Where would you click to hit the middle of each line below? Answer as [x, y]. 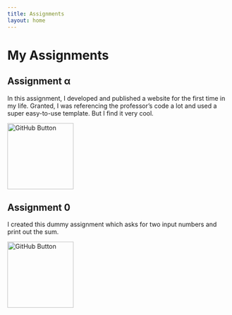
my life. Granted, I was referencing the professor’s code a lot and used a [112, 106]
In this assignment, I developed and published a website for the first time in [116, 98]
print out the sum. [33, 232]
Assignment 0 [39, 208]
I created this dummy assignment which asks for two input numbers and [112, 224]
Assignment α [39, 81]
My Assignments [58, 55]
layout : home [26, 20]
